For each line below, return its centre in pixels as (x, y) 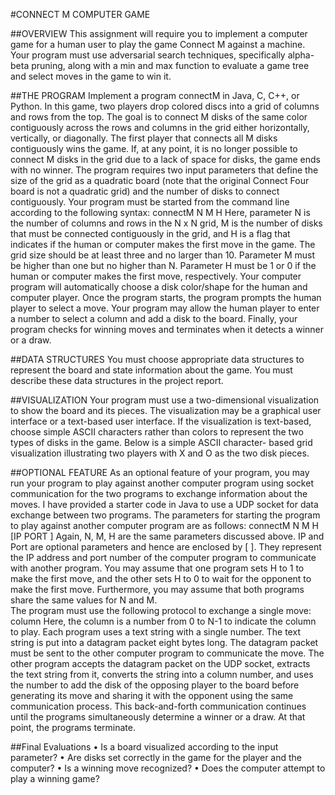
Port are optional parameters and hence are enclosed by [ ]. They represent (166, 547)
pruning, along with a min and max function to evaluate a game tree (170, 65)
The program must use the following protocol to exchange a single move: (161, 610)
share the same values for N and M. (84, 600)
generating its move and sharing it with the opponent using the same (152, 695)
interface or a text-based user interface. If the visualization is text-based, (161, 421)
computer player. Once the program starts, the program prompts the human (166, 297)
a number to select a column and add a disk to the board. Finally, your (154, 318)
